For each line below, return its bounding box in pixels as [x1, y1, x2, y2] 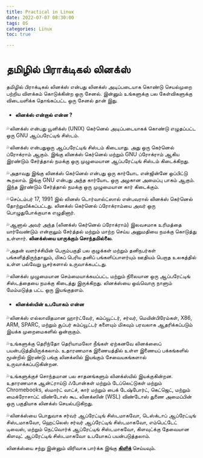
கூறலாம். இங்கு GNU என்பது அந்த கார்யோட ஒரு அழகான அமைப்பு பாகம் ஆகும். [6, 176, 195, 184]
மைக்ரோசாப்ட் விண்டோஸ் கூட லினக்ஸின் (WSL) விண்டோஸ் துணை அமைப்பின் [6, 393, 192, 400]
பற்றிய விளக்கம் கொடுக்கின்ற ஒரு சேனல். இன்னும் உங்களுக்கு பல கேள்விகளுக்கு [6, 90, 193, 98]
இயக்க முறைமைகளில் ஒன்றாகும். [6, 328, 82, 335]
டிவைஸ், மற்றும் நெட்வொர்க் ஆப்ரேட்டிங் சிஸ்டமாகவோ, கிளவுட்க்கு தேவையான [6, 425, 189, 433]
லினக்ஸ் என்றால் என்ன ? [14, 111, 72, 118]
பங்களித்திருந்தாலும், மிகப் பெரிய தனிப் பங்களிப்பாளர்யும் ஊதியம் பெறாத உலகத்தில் [6, 254, 196, 261]
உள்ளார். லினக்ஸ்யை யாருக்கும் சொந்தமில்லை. [6, 234, 114, 242]
